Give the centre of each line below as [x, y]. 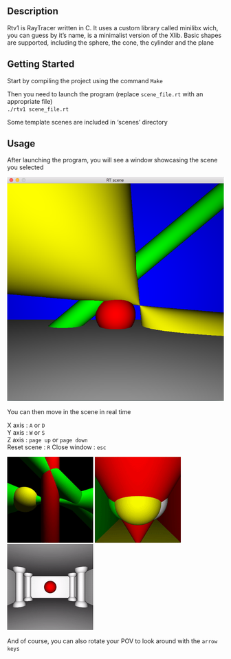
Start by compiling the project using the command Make [85, 80]
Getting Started [41, 64]
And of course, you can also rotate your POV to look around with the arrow [112, 641]
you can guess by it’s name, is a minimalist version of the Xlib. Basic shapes [114, 35]
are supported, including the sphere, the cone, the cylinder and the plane [111, 42]
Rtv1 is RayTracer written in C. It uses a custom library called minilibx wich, [113, 28]
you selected [25, 167]
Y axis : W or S [26, 433]
